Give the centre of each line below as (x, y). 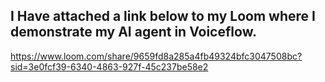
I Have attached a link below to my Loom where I (163, 16)
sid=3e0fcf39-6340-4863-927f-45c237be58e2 (109, 66)
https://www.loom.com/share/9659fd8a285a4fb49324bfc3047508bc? (156, 56)
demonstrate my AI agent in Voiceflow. (133, 32)
